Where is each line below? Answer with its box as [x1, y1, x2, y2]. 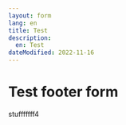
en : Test [15, 41, 45, 49]
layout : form [8, 11, 52, 20]
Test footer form [8, 83, 119, 101]
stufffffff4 [8, 109, 40, 119]
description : [8, 33, 52, 42]
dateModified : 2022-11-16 [8, 49, 94, 57]
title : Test [8, 26, 48, 34]
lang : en [8, 19, 37, 27]
